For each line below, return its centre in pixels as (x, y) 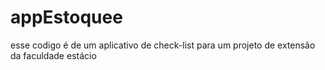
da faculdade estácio (53, 55)
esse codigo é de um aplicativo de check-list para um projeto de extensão (163, 45)
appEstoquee (66, 17)
